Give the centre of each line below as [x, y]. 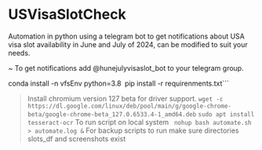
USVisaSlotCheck [67, 15]
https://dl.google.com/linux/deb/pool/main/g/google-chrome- [129, 106]
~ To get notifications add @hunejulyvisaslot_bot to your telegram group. [126, 68]
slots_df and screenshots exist [76, 138]
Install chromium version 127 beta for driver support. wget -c [125, 98]
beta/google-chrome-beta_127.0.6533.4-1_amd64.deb [112, 114]
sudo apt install [226, 114]
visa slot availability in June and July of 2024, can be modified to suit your [128, 44]
